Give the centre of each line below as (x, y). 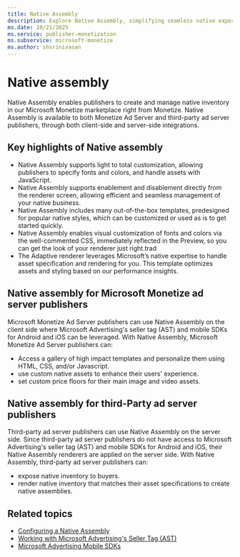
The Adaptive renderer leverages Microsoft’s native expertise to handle (122, 256)
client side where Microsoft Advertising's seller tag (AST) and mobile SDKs (117, 329)
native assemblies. (45, 491)
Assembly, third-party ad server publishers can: (78, 462)
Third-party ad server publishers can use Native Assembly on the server (114, 432)
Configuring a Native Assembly (64, 531)
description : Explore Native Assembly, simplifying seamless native (111, 21)
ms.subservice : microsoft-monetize (60, 41)
